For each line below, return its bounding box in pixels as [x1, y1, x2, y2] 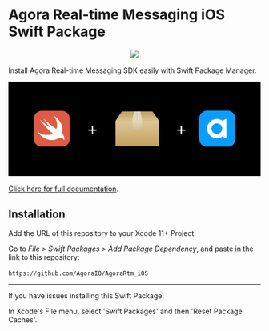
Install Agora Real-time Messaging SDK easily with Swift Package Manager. [8, 66, 257, 75]
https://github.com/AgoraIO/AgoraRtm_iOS [8, 269, 149, 277]
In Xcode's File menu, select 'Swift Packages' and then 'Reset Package [8, 306, 243, 317]
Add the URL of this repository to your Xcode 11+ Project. [8, 229, 196, 238]
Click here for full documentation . [8, 184, 118, 193]
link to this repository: [8, 253, 80, 262]
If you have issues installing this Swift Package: [8, 291, 164, 301]
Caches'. [8, 315, 38, 325]
